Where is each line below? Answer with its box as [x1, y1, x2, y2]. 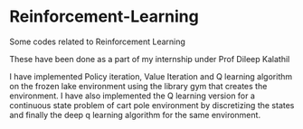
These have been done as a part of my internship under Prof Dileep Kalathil [9, 53, 290, 64]
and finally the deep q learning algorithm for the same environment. [9, 109, 260, 120]
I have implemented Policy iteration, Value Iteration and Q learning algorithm [9, 70, 293, 82]
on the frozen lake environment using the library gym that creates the [9, 80, 268, 91]
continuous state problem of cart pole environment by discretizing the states [9, 99, 295, 110]
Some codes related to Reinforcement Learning [9, 36, 185, 47]
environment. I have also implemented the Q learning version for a [9, 90, 256, 101]
